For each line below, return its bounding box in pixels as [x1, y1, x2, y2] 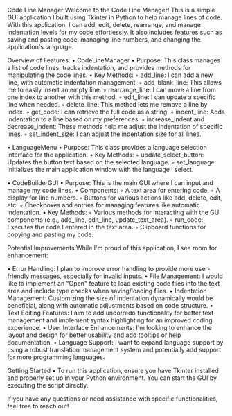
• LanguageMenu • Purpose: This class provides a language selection [7, 144, 208, 151]
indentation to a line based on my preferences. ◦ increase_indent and [7, 115, 205, 123]
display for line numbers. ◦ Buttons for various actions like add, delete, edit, [7, 193, 223, 202]
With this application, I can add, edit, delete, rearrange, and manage [7, 21, 201, 28]
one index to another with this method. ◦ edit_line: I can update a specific [7, 93, 216, 101]
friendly [7, 272, 30, 280]
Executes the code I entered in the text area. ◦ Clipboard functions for [7, 223, 206, 231]
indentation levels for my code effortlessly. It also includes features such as [7, 28, 223, 36]
